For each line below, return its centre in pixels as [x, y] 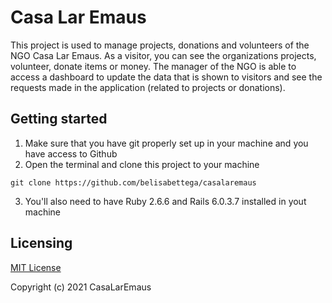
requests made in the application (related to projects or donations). [148, 87]
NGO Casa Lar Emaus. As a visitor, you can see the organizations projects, [163, 55]
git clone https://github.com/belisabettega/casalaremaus [133, 182]
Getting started [59, 119]
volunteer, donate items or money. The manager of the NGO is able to [153, 66]
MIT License [36, 267]
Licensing [41, 243]
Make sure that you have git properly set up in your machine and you [166, 143]
